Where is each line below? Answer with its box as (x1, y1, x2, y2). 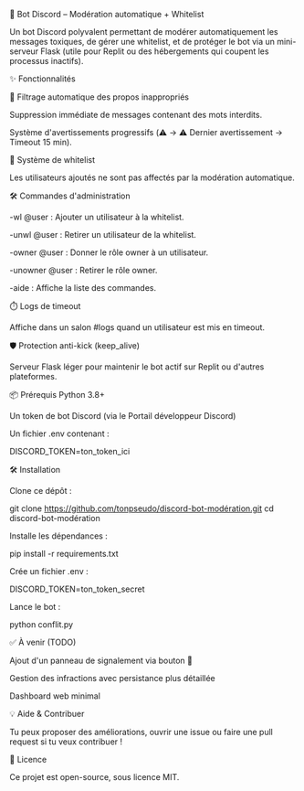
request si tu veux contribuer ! (9, 736, 123, 747)
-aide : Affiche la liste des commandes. (9, 283, 157, 293)
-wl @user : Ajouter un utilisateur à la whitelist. (9, 211, 184, 222)
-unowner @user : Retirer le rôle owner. (9, 265, 158, 275)
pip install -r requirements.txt (9, 549, 119, 559)
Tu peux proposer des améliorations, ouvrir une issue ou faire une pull (9, 727, 274, 737)
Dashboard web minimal (9, 690, 100, 701)
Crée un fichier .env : (9, 566, 89, 576)
